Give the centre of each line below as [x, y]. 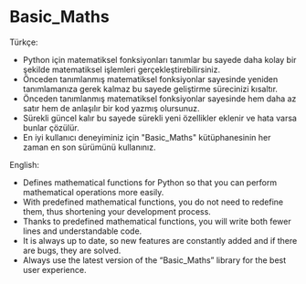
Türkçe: [24, 42]
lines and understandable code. [82, 231]
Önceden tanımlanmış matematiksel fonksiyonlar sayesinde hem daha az [159, 99]
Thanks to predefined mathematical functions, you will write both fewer [157, 221]
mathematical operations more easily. [93, 192]
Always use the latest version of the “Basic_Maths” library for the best [154, 260]
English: [24, 164]
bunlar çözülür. [51, 127]
